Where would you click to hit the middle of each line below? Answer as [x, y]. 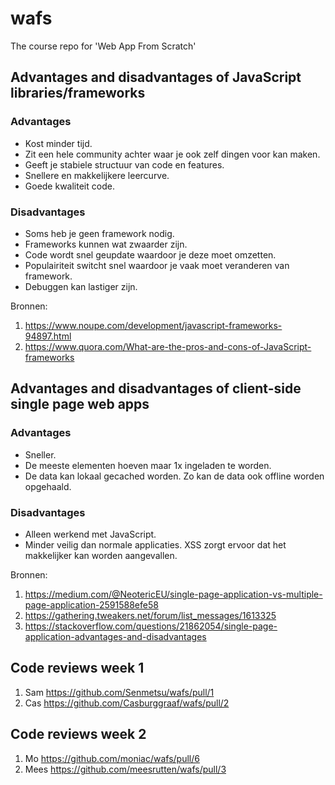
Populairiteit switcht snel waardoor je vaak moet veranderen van [157, 265]
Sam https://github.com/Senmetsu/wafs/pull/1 [119, 692]
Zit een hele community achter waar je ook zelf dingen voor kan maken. [172, 154]
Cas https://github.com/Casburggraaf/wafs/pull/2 [127, 703]
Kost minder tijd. [58, 143]
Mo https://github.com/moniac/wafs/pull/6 [112, 758]
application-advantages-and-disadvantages [115, 636]
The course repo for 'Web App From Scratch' [103, 46]
